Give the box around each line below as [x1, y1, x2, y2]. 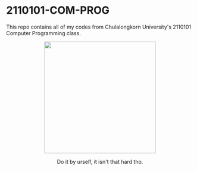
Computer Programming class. [6, 29, 82, 36]
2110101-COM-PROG [6, 4, 110, 17]
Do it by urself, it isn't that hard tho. [57, 158, 143, 165]
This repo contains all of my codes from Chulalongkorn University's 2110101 [6, 23, 192, 30]
